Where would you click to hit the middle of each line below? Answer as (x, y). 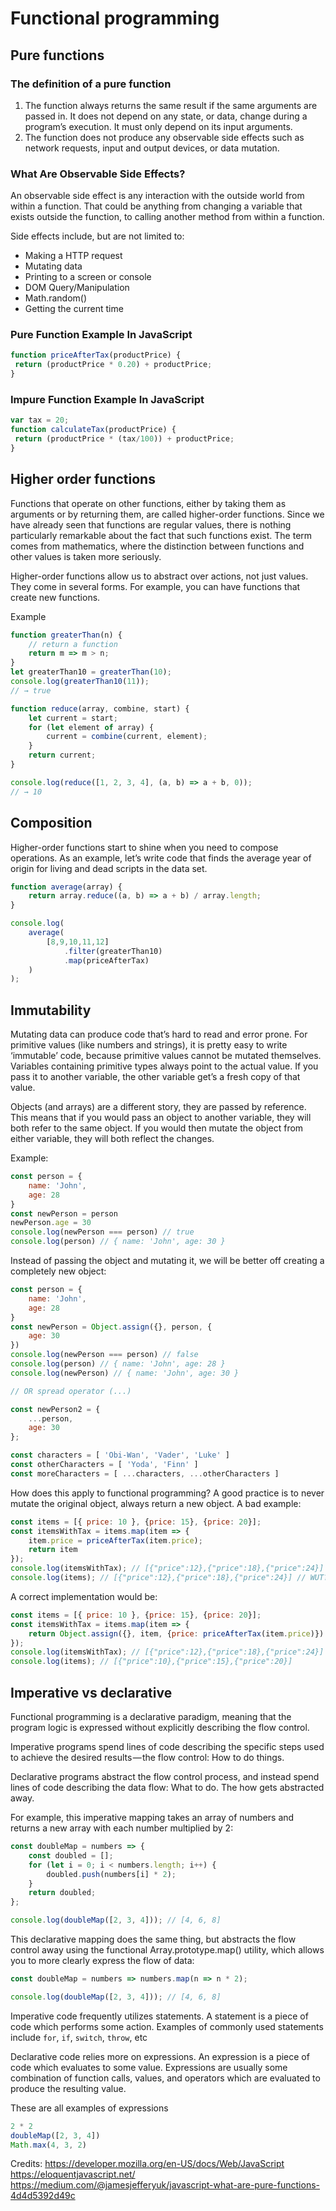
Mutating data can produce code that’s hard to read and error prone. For (159, 1034)
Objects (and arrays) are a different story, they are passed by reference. (158, 1107)
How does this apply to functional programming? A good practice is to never (167, 1493)
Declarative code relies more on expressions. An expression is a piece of (160, 2056)
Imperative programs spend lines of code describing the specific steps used (167, 1747)
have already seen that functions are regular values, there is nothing (151, 524)
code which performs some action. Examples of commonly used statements (167, 2026)
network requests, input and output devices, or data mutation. (152, 148)
